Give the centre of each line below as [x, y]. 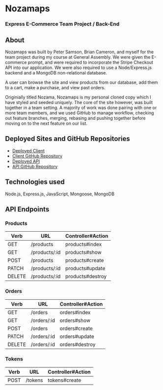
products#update [85, 268]
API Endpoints [27, 209]
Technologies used [35, 182]
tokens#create [65, 380]
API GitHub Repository [35, 166]
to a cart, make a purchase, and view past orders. [55, 87]
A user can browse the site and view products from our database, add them [81, 82]
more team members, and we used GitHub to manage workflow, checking [80, 113]
